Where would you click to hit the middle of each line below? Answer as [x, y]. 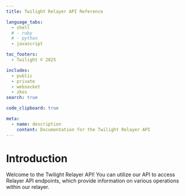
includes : [18, 70]
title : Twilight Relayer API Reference [55, 11]
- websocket [26, 87]
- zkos [19, 92]
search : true [22, 98]
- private [23, 81]
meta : [13, 119]
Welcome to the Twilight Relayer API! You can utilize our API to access [91, 175]
